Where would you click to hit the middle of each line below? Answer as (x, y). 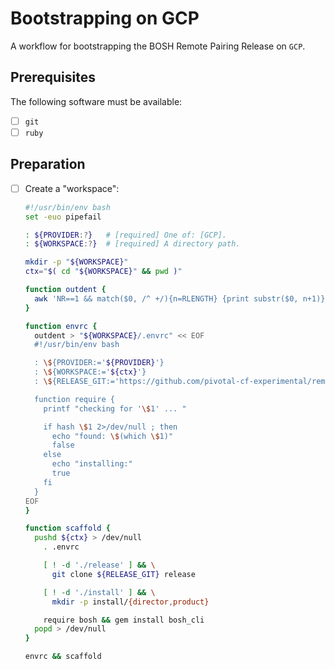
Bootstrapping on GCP (105, 18)
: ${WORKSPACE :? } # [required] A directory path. (132, 244)
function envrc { (61, 326)
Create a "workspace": (72, 188)
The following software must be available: (96, 101)
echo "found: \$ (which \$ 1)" (112, 436)
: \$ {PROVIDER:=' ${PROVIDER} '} (99, 363)
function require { (74, 399)
